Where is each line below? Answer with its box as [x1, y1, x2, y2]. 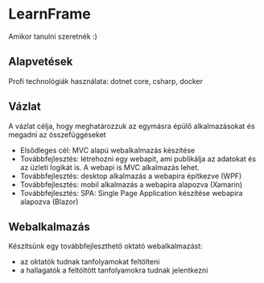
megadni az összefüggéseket [8, 130, 106, 139]
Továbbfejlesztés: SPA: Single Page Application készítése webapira [19, 188, 243, 198]
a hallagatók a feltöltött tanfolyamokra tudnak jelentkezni [19, 265, 208, 275]
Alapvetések [8, 55, 73, 69]
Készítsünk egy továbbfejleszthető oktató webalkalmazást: [8, 241, 203, 251]
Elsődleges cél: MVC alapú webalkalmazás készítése [19, 145, 196, 155]
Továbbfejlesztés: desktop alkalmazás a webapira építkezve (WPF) [19, 171, 242, 181]
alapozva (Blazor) [19, 197, 79, 206]
